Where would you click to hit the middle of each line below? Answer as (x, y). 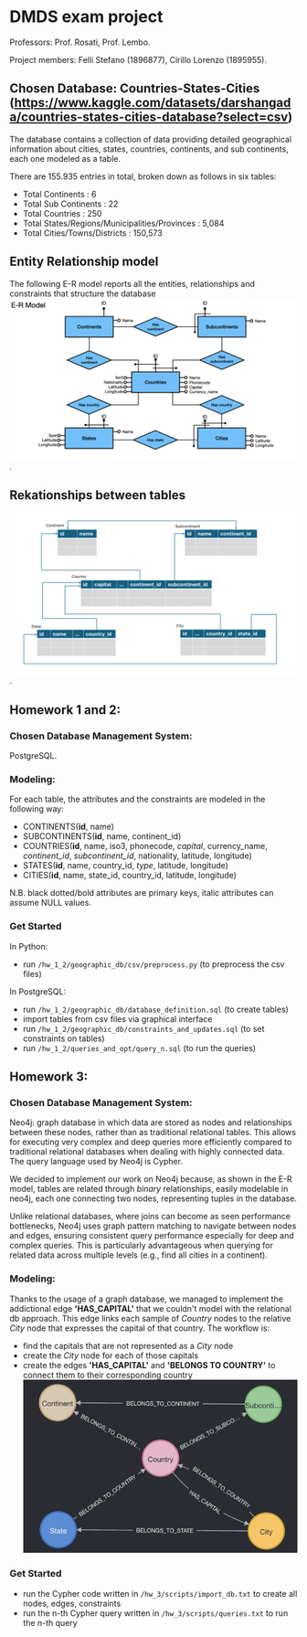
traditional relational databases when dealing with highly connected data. (147, 1152)
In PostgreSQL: (38, 991)
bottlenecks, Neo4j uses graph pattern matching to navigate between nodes (153, 1226)
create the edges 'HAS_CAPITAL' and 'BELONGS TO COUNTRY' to (149, 1365)
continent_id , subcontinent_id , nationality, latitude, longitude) (138, 856)
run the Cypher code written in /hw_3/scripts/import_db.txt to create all (160, 1593)
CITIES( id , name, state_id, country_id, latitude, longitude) (130, 876)
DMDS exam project (86, 17)
